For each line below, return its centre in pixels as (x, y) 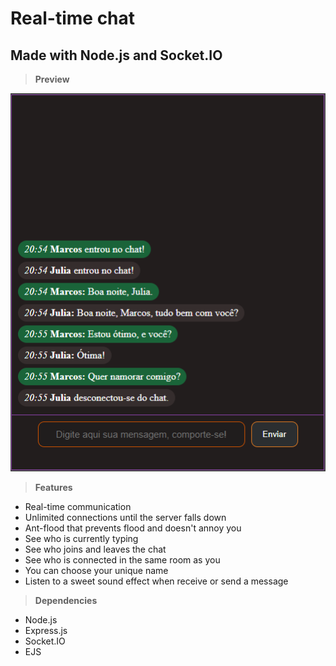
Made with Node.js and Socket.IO (116, 55)
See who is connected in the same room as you (122, 559)
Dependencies (66, 600)
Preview (52, 79)
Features (53, 487)
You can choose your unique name (96, 570)
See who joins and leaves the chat (95, 549)
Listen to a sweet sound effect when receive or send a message (156, 581)
